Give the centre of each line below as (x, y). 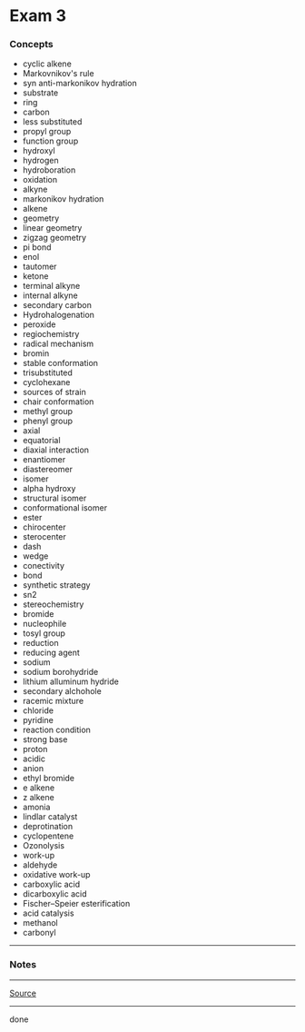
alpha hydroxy (49, 489)
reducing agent (51, 653)
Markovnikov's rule (58, 74)
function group (50, 141)
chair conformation (58, 402)
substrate (40, 93)
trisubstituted (47, 372)
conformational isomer (64, 508)
